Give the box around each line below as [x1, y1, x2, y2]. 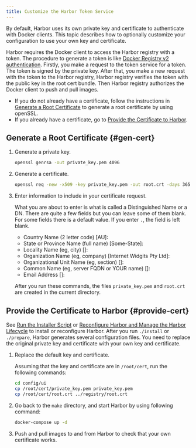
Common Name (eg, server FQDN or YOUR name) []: [23, 265, 150, 272]
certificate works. [14, 436, 57, 443]
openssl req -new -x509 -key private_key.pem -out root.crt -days [14, 182, 180, 188]
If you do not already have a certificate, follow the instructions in [14, 97, 170, 104]
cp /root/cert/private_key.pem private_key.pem [14, 385, 133, 392]
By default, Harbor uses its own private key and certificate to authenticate [6, 25, 184, 32]
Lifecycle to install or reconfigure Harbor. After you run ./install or [6, 328, 170, 334]
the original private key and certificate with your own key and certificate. [6, 340, 181, 347]
